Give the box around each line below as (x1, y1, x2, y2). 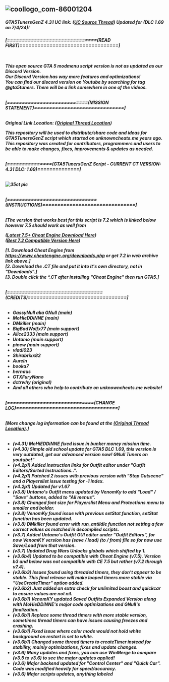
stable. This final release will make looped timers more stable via (12, 575, 152, 581)
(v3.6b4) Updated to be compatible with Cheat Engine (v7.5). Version (12, 553, 161, 560)
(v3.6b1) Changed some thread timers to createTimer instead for (12, 639, 151, 645)
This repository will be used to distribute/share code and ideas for (5, 130, 147, 136)
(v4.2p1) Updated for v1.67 (12, 483, 70, 489)
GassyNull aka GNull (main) (12, 309, 73, 316)
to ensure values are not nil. (12, 591, 73, 597)
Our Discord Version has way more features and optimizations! (5, 74, 141, 80)
